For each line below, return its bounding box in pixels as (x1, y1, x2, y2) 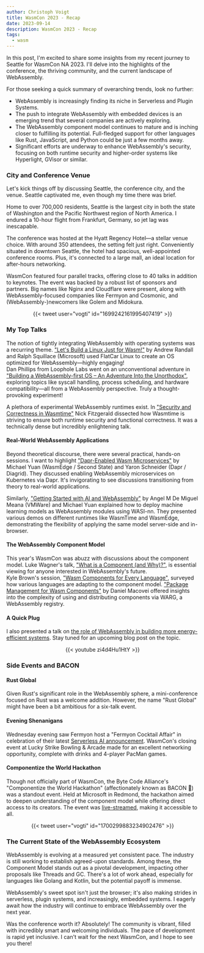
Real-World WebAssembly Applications (6, 436, 109, 444)
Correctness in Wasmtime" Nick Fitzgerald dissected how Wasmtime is (6, 410, 185, 417)
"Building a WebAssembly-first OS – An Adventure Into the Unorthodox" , (6, 372, 188, 379)
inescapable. (6, 223, 38, 230)
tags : (6, 32, 20, 38)
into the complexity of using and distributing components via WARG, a (6, 594, 183, 601)
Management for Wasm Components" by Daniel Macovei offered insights (6, 587, 191, 594)
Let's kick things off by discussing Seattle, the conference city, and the (6, 185, 185, 193)
